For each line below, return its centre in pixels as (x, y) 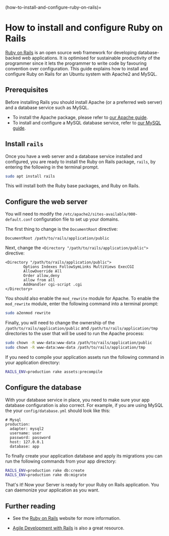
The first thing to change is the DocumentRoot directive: (62, 229)
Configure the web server (46, 202)
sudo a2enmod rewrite (28, 313)
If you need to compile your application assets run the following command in (85, 357)
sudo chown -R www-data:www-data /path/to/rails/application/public (79, 343)
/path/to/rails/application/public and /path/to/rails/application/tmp (81, 328)
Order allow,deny (41, 276)
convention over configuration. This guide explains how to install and (77, 68)
